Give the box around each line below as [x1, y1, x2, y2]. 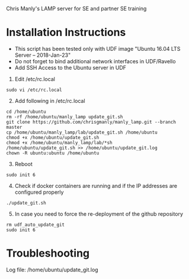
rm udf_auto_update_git [6, 222, 65, 228]
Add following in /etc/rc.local [14, 97, 85, 104]
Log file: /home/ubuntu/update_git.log [6, 266, 99, 273]
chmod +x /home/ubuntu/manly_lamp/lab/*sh [6, 139, 113, 145]
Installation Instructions [6, 26, 126, 39]
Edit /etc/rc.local [14, 75, 55, 82]
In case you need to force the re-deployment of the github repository [14, 210, 184, 218]
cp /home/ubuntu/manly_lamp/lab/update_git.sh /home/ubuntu [6, 129, 158, 135]
